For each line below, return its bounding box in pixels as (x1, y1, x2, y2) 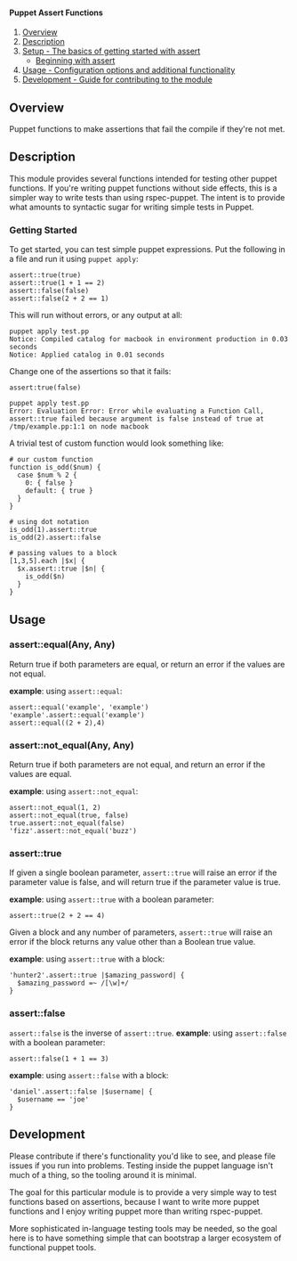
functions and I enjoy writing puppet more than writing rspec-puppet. (9, 1206, 263, 1216)
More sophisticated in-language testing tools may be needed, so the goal (9, 1223, 277, 1233)
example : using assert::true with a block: (9, 954, 165, 964)
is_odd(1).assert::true (9, 526, 98, 535)
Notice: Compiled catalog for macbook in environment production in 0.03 (9, 335, 289, 344)
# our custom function (9, 455, 93, 464)
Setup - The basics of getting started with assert (21, 45, 201, 57)
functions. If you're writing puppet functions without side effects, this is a (9, 183, 277, 193)
